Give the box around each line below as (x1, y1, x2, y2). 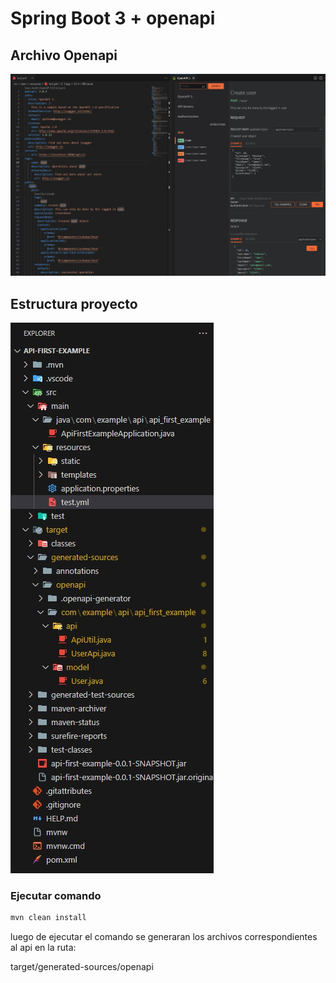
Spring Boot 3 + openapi (10, 7, 216, 30)
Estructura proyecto (10, 295, 138, 312)
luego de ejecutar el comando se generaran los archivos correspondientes (10, 931, 318, 943)
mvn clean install (10, 913, 87, 923)
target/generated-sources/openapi (10, 961, 154, 973)
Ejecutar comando (10, 888, 102, 902)
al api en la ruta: (10, 942, 77, 954)
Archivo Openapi (10, 47, 118, 64)
